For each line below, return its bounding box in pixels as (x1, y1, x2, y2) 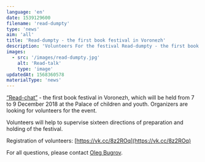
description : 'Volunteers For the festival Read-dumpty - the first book (6, 43, 199, 50)
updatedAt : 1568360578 (6, 72, 64, 78)
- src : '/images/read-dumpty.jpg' (12, 54, 100, 61)
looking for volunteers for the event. (6, 107, 97, 114)
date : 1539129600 (6, 15, 51, 21)
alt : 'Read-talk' (17, 60, 62, 66)
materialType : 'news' (6, 77, 62, 83)
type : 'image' (17, 65, 53, 72)
